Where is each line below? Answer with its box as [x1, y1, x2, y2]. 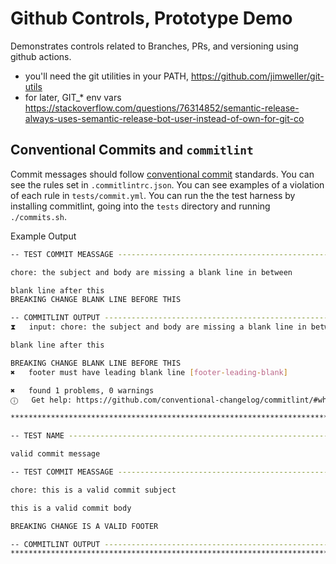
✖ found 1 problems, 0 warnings [10, 385, 155, 396]
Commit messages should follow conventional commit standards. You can [10, 168, 315, 180]
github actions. [10, 50, 72, 62]
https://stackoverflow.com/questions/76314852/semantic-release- [24, 102, 300, 114]
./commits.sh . [10, 210, 67, 222]
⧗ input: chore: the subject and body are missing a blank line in [10, 322, 307, 332]
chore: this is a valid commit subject [10, 485, 177, 495]
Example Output [10, 230, 77, 242]
